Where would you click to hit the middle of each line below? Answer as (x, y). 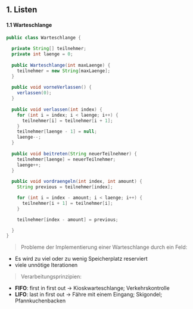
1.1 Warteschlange (29, 25)
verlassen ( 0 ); (34, 93)
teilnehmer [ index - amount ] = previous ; (68, 220)
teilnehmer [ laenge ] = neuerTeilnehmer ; (66, 159)
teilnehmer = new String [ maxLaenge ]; (64, 71)
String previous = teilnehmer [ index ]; (65, 187)
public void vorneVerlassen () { (52, 88)
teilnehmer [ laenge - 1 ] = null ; (57, 132)
